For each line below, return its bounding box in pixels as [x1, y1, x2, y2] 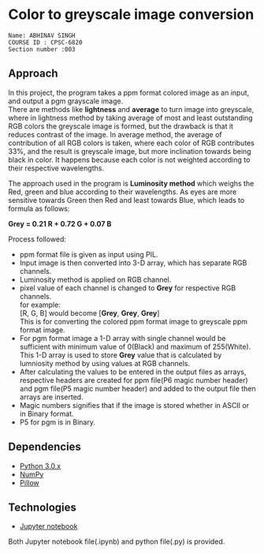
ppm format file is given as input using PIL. [19, 249, 158, 259]
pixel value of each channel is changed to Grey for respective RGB [19, 283, 236, 293]
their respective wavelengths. [8, 163, 105, 173]
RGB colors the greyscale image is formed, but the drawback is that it [8, 121, 234, 131]
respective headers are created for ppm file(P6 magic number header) [19, 375, 248, 384]
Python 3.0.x [19, 461, 61, 470]
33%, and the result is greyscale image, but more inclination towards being [8, 146, 251, 155]
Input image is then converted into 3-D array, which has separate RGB [19, 258, 247, 268]
